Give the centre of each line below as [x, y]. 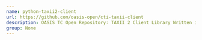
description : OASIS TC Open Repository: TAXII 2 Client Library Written [99, 22]
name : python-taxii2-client [41, 11]
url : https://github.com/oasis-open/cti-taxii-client [75, 17]
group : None [21, 28]
